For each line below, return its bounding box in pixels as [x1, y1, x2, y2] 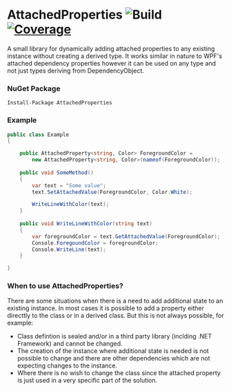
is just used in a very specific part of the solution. [17, 376, 158, 385]
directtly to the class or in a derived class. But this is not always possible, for [7, 312, 224, 320]
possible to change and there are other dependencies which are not [17, 354, 210, 363]
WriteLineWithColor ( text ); [32, 201, 110, 208]
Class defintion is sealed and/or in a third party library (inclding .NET [17, 332, 212, 341]
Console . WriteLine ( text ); [32, 246, 107, 253]
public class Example [7, 131, 70, 138]
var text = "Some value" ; [32, 182, 107, 189]
